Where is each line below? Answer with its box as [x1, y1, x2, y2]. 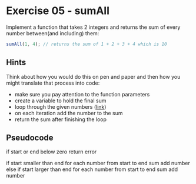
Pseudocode [6, 133, 54, 143]
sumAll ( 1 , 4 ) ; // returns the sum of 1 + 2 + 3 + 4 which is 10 [6, 41, 167, 47]
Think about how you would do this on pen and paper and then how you [6, 73, 181, 80]
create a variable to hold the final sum [14, 97, 107, 104]
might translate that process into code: [6, 79, 100, 86]
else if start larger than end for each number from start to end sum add [6, 166, 178, 173]
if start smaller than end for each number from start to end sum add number [6, 160, 190, 167]
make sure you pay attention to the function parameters [14, 91, 150, 98]
